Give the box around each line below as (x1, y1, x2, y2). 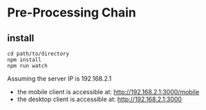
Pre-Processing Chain (7, 5, 136, 21)
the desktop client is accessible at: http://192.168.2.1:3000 (17, 95, 182, 103)
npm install (7, 56, 41, 63)
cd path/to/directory (7, 50, 70, 57)
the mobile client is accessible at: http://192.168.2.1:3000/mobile (17, 88, 200, 96)
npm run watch (7, 63, 48, 69)
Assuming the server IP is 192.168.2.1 (7, 74, 112, 82)
